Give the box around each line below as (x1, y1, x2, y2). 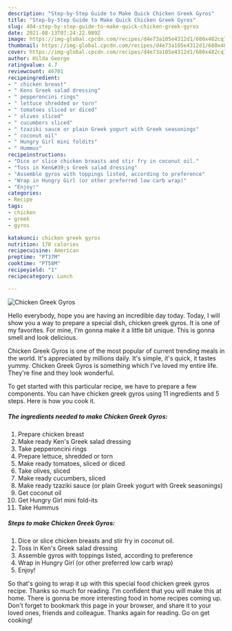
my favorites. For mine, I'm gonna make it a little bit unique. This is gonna (8, 326, 215, 334)
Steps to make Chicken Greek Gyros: (8, 519, 116, 527)
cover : (8, 49, 27, 56)
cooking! (8, 616, 33, 624)
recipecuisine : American (8, 247, 79, 254)
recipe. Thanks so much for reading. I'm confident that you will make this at (8, 586, 222, 594)
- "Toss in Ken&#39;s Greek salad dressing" (8, 164, 138, 171)
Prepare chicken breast (17, 429, 85, 438)
